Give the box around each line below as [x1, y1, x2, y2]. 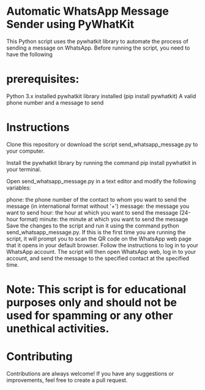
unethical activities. [6, 322, 110, 335]
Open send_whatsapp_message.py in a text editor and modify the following [6, 177, 196, 185]
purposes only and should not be [6, 296, 177, 309]
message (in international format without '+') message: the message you [6, 202, 190, 210]
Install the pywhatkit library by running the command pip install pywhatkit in [6, 159, 197, 166]
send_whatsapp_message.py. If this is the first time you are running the [6, 228, 186, 235]
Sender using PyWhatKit [6, 17, 135, 31]
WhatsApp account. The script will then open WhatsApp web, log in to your [6, 248, 196, 255]
